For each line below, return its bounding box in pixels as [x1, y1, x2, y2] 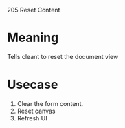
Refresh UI [16, 114, 47, 122]
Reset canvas [16, 107, 56, 115]
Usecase [7, 77, 58, 92]
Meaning [7, 30, 59, 45]
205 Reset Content [7, 6, 60, 14]
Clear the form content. [16, 99, 84, 107]
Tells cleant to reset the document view [7, 52, 119, 61]
